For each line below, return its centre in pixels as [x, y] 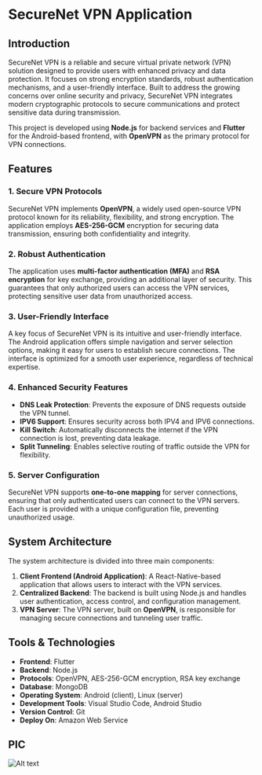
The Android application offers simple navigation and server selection [120, 342]
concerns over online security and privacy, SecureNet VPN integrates [120, 95]
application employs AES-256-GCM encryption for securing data [114, 225]
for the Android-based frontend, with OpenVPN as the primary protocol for [129, 136]
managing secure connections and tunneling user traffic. [111, 618]
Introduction [39, 44]
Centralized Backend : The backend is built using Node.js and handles [133, 593]
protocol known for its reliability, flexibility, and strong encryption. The [121, 217]
